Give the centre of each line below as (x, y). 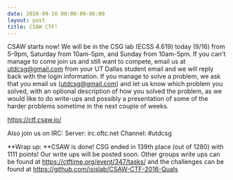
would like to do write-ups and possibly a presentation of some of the (108, 99)
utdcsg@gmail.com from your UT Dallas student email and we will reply (111, 69)
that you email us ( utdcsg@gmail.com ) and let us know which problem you (115, 84)
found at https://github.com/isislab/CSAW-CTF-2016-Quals (93, 169)
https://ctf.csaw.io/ (34, 120)
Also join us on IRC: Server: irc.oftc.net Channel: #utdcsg (89, 133)
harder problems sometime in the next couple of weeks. (88, 106)
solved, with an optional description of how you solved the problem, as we (115, 91)
